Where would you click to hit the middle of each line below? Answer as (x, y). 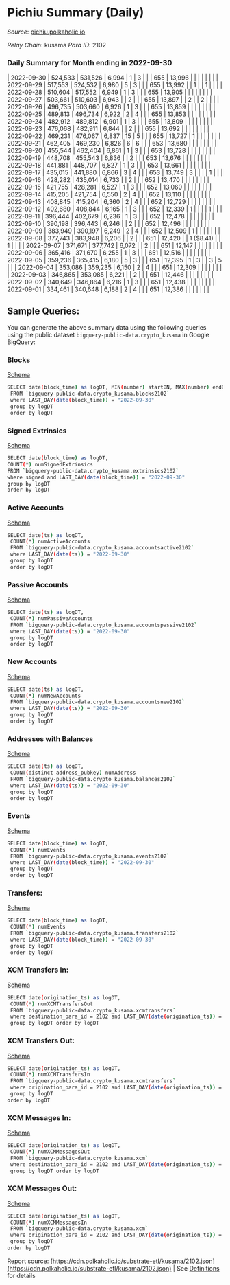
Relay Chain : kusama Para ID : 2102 (56, 45)
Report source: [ (30, 1261)
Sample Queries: (43, 311)
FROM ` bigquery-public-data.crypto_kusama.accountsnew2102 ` (98, 702)
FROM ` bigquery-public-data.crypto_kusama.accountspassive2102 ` (103, 625)
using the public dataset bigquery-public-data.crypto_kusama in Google (108, 335)
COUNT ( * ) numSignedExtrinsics (50, 464)
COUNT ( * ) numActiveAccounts (50, 542)
